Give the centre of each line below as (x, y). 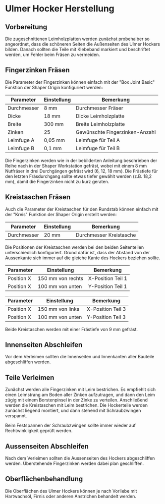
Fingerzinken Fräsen (38, 70)
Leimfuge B (21, 148)
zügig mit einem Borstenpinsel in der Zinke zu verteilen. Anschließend (76, 400)
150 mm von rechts (60, 278)
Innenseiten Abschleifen (44, 345)
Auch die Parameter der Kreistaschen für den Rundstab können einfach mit (82, 209)
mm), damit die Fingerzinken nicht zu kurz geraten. (57, 181)
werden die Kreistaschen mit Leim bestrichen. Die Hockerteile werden (76, 405)
